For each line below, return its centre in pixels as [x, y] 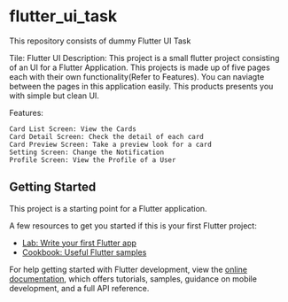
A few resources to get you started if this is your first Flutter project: [133, 225]
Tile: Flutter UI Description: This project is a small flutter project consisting [144, 58]
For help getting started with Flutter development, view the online [128, 269]
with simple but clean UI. [54, 96]
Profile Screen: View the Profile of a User [93, 160]
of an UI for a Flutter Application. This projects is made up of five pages [140, 67]
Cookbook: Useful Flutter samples [84, 252]
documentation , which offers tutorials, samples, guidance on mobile [133, 279]
